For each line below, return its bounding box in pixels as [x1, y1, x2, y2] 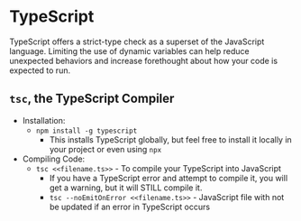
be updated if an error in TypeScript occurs [49, 201, 210, 212]
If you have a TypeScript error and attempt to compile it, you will [49, 172, 288, 183]
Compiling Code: [22, 153, 86, 164]
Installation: [22, 115, 66, 125]
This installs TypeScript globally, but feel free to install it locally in [49, 134, 293, 145]
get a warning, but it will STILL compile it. [49, 182, 203, 193]
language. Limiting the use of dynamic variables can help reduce [9, 45, 250, 56]
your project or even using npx [49, 143, 162, 154]
